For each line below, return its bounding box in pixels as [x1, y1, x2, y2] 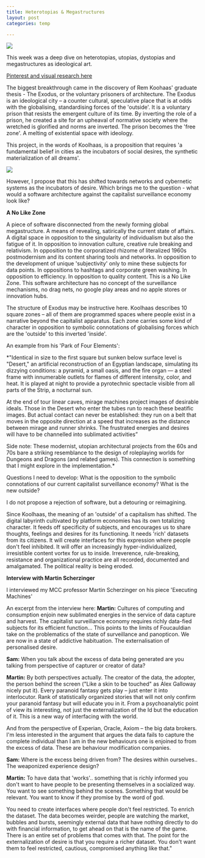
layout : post [6, 15, 40, 21]
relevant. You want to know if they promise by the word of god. [6, 794, 165, 801]
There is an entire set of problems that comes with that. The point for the [6, 832, 189, 839]
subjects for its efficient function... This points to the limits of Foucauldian [6, 624, 191, 632]
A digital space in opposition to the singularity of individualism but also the [6, 234, 193, 242]
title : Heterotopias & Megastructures [6, 9, 105, 15]
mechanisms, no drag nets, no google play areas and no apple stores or [6, 286, 187, 294]
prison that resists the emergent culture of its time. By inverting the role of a [6, 110, 197, 117]
